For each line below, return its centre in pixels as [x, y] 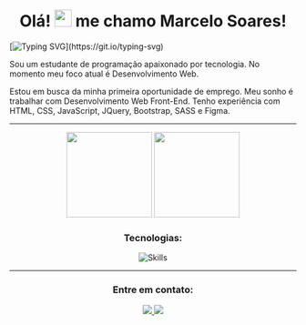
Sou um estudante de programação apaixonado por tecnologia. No [135, 64]
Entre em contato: [153, 289]
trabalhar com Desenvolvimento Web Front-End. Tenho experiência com [145, 101]
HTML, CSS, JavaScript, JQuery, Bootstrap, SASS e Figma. [120, 110]
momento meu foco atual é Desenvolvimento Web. [104, 74]
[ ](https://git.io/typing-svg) [87, 46]
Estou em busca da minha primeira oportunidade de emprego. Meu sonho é [152, 91]
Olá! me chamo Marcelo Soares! [153, 21]
